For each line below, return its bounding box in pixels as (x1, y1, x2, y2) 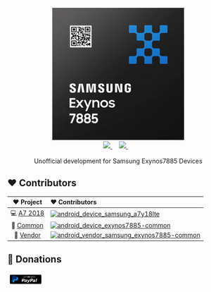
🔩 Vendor (13, 231, 41, 240)
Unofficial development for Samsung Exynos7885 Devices (34, 157, 203, 165)
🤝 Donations (7, 253, 62, 265)
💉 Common (11, 221, 44, 229)
